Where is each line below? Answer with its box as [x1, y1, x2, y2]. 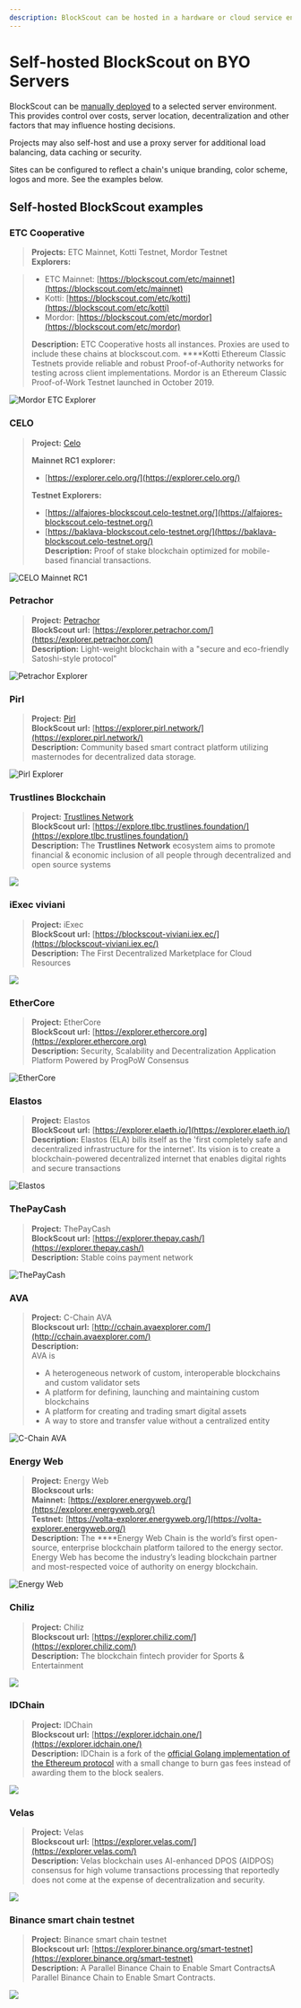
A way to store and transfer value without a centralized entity [44, 1415, 271, 1426]
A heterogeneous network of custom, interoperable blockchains [44, 1367, 280, 1378]
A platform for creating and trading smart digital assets [44, 1405, 247, 1416]
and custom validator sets [44, 1377, 141, 1387]
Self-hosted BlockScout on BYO [9, 51, 251, 72]
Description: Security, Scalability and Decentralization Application [30, 1045, 276, 1056]
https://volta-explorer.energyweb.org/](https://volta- [68, 1514, 262, 1525]
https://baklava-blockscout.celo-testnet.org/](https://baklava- [47, 526, 277, 537]
